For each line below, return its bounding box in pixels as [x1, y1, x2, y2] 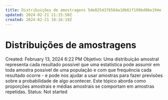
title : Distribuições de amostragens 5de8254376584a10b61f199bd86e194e [5, 7, 161, 13]
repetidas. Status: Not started [5, 89, 68, 95]
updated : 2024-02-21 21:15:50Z [5, 12, 72, 17]
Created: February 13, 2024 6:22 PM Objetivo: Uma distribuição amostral [5, 56, 159, 62]
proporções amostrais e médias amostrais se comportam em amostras [5, 83, 155, 90]
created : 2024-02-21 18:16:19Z [5, 17, 72, 22]
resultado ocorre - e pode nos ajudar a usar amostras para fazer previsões [5, 72, 163, 78]
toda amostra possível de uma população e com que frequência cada [5, 67, 152, 73]
